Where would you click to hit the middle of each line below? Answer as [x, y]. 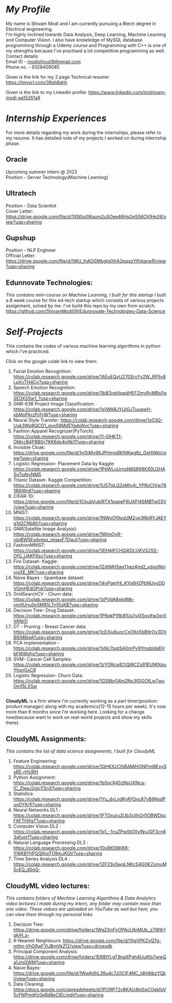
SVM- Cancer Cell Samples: [42, 659]
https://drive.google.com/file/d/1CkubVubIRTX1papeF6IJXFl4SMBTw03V [90, 502]
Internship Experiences [56, 118]
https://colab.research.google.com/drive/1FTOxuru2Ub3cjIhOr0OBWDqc [90, 815]
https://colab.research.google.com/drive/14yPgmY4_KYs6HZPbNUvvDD [89, 583]
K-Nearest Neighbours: [37, 941]
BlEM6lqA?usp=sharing [38, 637]
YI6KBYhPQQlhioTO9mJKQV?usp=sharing [58, 853]
